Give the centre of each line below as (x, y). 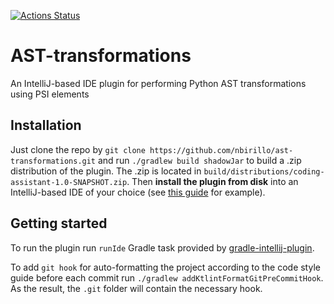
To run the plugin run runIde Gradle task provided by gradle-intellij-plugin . (162, 247)
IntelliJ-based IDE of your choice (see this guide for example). (138, 192)
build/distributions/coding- (264, 171)
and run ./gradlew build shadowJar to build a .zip (199, 160)
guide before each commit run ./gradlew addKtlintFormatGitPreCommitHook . (167, 277)
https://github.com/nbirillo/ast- (221, 150)
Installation (46, 125)
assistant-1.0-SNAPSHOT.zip (69, 182)
